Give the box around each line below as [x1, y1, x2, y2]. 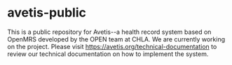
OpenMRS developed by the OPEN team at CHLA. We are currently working [7, 35, 226, 43]
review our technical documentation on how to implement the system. [7, 50, 209, 58]
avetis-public [7, 5, 86, 21]
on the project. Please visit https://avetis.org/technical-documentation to [7, 42, 217, 50]
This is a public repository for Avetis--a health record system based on [7, 28, 212, 36]
